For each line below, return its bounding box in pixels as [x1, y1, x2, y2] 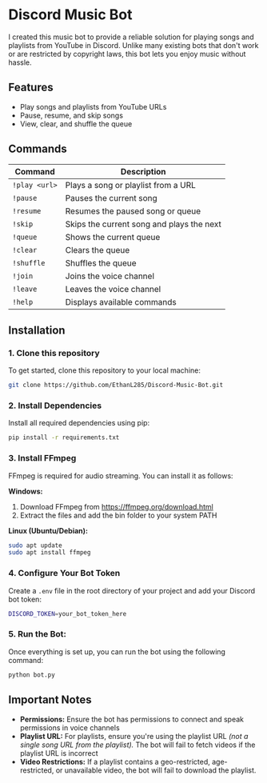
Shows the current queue [65, 231, 161, 242]
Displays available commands [65, 296, 177, 307]
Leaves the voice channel [65, 283, 161, 294]
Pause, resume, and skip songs [19, 110, 124, 120]
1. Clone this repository [8, 347, 100, 358]
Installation [8, 323, 66, 337]
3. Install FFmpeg [8, 453, 77, 464]
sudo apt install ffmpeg [8, 549, 91, 557]
